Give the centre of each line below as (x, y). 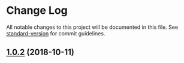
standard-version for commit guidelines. (56, 33)
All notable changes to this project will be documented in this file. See (92, 27)
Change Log (37, 10)
